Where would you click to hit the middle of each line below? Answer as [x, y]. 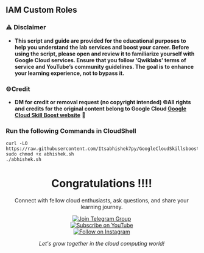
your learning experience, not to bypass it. [69, 73]
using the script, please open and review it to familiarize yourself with [104, 54]
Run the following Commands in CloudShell [71, 130]
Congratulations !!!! [102, 184]
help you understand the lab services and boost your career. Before [102, 47]
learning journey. [102, 207]
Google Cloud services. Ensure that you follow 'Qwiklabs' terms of [100, 60]
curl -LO [17, 144]
